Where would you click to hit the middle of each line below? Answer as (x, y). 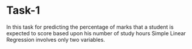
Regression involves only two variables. (56, 39)
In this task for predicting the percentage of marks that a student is (90, 27)
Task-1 (23, 10)
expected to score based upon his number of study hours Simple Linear (96, 33)
